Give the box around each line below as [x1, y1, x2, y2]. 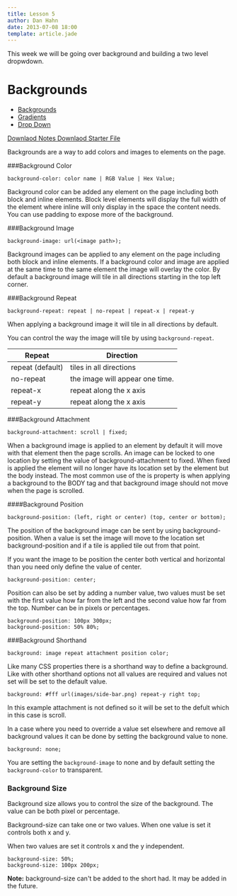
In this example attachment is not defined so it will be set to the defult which [7, 703, 230, 712]
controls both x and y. [7, 828, 71, 837]
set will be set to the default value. [7, 677, 108, 686]
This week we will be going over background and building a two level [7, 50, 209, 58]
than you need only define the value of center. [7, 562, 142, 571]
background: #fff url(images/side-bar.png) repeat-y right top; [7, 691, 201, 698]
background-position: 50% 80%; [7, 624, 100, 631]
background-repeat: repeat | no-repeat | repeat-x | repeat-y [7, 307, 195, 315]
